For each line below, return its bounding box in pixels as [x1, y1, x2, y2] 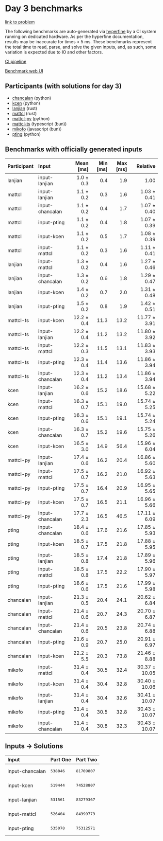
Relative [136, 162, 156, 169]
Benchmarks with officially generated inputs [5, 145, 142, 154]
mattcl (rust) [12, 110, 37, 116]
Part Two [76, 756, 98, 763]
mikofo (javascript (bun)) [12, 126, 62, 132]
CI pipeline [5, 58, 27, 64]
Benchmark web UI [5, 68, 44, 73]
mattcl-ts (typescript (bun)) [12, 121, 67, 126]
